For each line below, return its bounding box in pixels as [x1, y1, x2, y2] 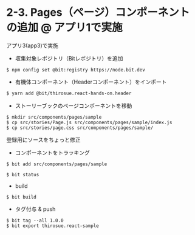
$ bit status [6, 171, 39, 177]
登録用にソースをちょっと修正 [6, 136, 81, 143]
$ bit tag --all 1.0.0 [6, 217, 64, 223]
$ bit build [6, 194, 36, 200]
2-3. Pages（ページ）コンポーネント [6, 5, 190, 19]
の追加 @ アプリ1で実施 [6, 21, 123, 35]
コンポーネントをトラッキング [15, 149, 90, 156]
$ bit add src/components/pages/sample [6, 161, 108, 167]
